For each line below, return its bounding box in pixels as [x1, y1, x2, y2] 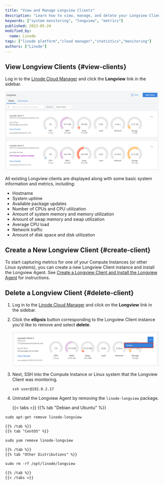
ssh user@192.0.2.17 [12, 387, 54, 392]
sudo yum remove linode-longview [5, 438, 73, 443]
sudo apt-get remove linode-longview [5, 415, 82, 420]
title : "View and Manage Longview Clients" [5, 8, 95, 13]
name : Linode [9, 34, 36, 39]
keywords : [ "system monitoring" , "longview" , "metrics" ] [5, 18, 123, 23]
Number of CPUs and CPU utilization [12, 206, 86, 211]
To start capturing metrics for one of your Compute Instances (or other [5, 259, 147, 265]
